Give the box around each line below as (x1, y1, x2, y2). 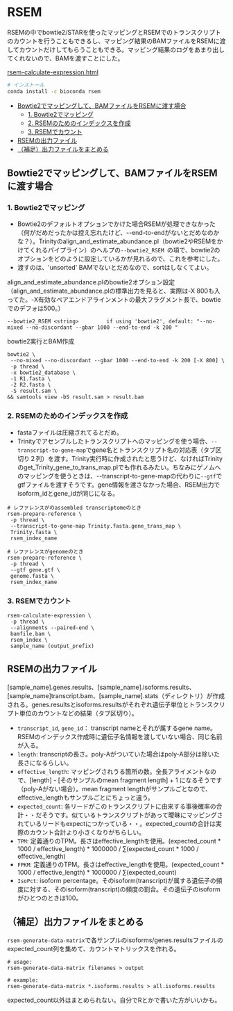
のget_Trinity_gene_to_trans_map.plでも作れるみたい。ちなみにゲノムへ (17, 463, 221, 471)
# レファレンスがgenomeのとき (7, 548, 84, 555)
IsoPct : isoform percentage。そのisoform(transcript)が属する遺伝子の (17, 876, 216, 884)
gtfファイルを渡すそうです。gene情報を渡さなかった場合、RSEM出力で (17, 480, 221, 489)
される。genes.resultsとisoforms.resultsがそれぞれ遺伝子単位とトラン (7, 700, 207, 709)
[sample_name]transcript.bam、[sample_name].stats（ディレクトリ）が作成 (7, 691, 225, 699)
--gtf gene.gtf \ (10, 566, 60, 574)
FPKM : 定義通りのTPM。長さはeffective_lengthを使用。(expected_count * (17, 860, 224, 868)
